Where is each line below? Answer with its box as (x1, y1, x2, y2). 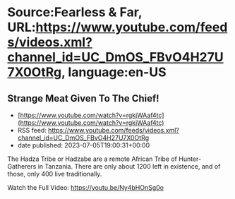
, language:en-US (61, 64, 167, 80)
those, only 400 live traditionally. (7, 170, 102, 178)
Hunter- (179, 155, 202, 163)
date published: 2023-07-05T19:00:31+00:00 (17, 141, 150, 149)
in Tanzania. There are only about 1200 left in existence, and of (37, 162, 221, 170)
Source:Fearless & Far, (7, 4, 143, 20)
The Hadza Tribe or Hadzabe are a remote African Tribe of (7, 155, 178, 163)
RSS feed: (17, 126, 47, 134)
